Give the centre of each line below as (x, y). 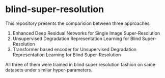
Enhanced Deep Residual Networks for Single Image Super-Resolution (86, 33)
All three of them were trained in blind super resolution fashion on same (80, 64)
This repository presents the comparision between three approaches (77, 23)
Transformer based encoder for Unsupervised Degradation (74, 49)
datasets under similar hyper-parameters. (49, 70)
